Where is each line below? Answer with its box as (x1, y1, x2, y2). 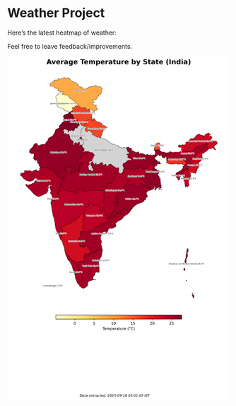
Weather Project (7, 5, 105, 21)
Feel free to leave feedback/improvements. (7, 42, 133, 50)
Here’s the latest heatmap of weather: (7, 28, 117, 37)
